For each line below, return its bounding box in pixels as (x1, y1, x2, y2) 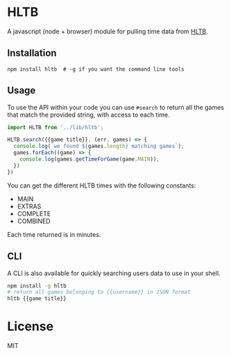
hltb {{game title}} (7, 295, 67, 302)
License (7, 319, 54, 334)
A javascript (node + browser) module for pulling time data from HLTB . (7, 27, 208, 35)
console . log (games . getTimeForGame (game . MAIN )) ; (19, 156, 160, 163)
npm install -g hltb (7, 282, 67, 289)
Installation (7, 47, 57, 59)
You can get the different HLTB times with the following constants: (7, 181, 196, 190)
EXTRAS (17, 202, 42, 210)
